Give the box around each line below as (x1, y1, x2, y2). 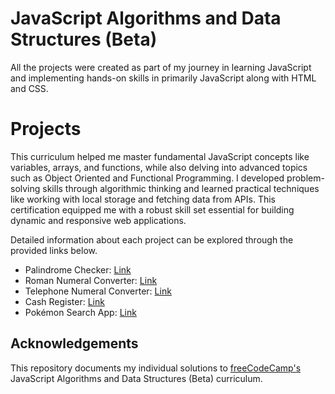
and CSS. (10, 82, 49, 94)
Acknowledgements (10, 335, 139, 352)
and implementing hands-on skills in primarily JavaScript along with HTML (10, 72, 317, 84)
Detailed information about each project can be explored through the (10, 233, 294, 246)
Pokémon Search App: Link (24, 306, 137, 318)
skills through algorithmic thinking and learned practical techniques (42, 182, 320, 194)
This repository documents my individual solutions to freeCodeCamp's (10, 362, 302, 374)
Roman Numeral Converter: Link (24, 274, 158, 286)
